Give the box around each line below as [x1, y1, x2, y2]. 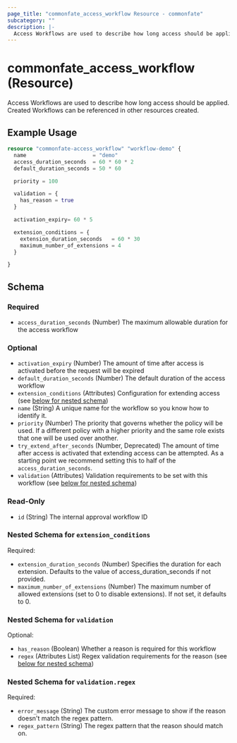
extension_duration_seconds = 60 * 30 [20, 235, 140, 242]
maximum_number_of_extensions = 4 [20, 242, 121, 249]
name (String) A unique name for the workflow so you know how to [17, 404, 209, 412]
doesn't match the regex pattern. [17, 714, 114, 723]
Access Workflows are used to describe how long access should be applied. [7, 99, 229, 107]
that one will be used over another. [17, 434, 119, 443]
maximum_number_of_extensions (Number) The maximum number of [17, 582, 212, 591]
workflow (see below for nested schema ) [17, 479, 138, 487]
